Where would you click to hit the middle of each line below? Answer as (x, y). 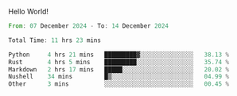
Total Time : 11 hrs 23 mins (55, 40)
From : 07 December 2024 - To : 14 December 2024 (89, 26)
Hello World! (29, 12)
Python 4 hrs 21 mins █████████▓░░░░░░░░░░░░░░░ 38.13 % (118, 55)
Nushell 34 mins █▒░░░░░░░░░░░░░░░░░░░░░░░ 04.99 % (118, 77)
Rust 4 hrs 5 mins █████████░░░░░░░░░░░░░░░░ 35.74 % (118, 62)
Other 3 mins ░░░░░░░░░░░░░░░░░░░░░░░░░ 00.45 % (118, 84)
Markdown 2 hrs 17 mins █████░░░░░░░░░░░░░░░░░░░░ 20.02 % (118, 69)
